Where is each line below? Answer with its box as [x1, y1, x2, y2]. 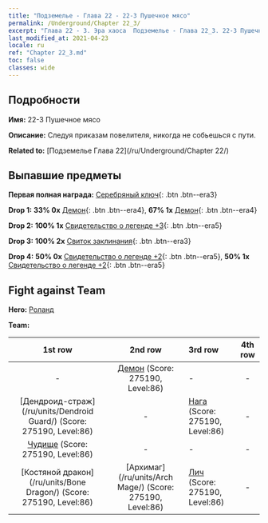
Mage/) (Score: [116, 481, 175, 493]
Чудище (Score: [27, 439, 88, 450]
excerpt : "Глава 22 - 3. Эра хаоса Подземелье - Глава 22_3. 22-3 [8, 26, 238, 34]
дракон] [62, 467, 94, 478]
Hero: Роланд [8, 305, 54, 314]
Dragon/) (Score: [26, 487, 89, 498]
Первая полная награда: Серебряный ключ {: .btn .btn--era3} [8, 190, 218, 200]
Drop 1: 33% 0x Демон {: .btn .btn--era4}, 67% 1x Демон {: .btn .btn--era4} [8, 206, 258, 215]
